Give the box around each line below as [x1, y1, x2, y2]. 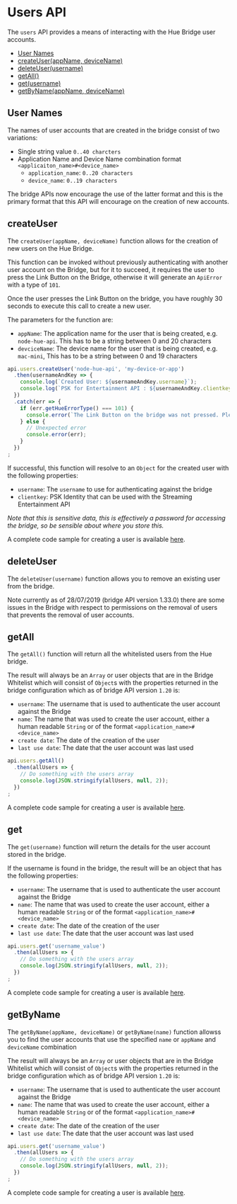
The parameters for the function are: [7, 315, 114, 324]
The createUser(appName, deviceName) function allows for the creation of [7, 237, 219, 245]
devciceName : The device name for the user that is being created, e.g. [17, 344, 218, 353]
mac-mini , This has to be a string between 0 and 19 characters [17, 351, 197, 360]
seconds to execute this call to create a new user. [7, 302, 152, 310]
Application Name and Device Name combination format [17, 154, 182, 163]
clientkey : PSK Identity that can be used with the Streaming [17, 492, 193, 501]
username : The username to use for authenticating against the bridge [17, 484, 213, 493]
